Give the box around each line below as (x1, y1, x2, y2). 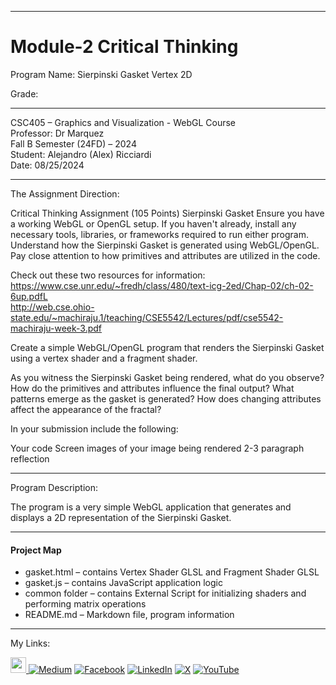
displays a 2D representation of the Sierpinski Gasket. (10, 511, 232, 523)
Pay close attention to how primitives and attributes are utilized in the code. (10, 249, 321, 261)
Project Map (10, 544, 62, 556)
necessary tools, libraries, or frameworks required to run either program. (10, 228, 309, 240)
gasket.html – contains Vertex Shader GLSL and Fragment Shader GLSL (24, 566, 320, 578)
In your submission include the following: (10, 422, 179, 435)
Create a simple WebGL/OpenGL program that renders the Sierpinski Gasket (10, 341, 325, 353)
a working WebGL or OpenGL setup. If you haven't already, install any (10, 217, 297, 230)
